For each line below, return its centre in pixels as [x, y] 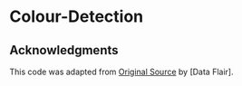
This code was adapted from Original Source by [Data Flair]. [121, 72]
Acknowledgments [64, 50]
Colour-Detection [77, 17]
